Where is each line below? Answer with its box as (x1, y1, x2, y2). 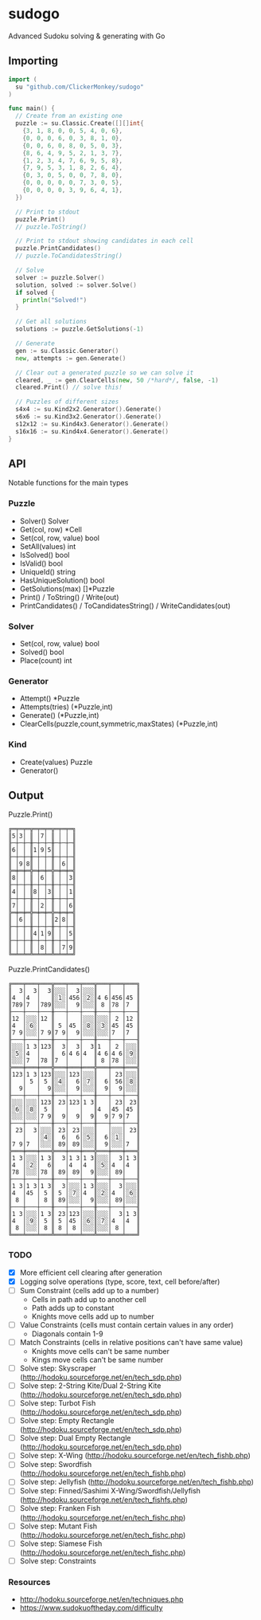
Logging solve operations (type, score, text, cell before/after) (19, 1277, 220, 1286)
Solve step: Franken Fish (19, 1504, 101, 1513)
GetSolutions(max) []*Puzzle (19, 583, 115, 594)
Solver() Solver (19, 516, 69, 526)
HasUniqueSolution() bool (19, 575, 105, 585)
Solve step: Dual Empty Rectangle (19, 1434, 131, 1443)
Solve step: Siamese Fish (19, 1539, 103, 1548)
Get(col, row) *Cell (19, 524, 82, 534)
